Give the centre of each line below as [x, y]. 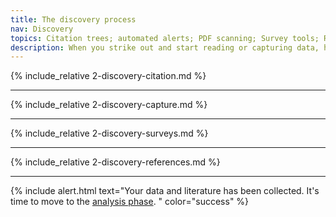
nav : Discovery [42, 29]
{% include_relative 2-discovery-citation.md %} [108, 76]
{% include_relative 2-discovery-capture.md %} [109, 105]
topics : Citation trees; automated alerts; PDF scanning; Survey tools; [165, 38]
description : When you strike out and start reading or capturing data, [165, 47]
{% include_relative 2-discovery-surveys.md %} [109, 133]
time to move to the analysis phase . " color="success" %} [130, 202]
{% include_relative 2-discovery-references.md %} [115, 162]
